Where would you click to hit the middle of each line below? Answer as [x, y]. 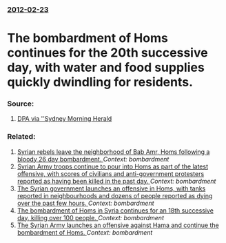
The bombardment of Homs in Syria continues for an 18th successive [115, 210]
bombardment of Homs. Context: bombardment [85, 232]
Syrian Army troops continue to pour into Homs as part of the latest [113, 166]
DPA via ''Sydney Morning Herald [64, 119]
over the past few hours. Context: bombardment [85, 203]
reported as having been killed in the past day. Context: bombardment [116, 181]
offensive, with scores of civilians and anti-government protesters [111, 173]
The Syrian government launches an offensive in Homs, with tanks [111, 188]
